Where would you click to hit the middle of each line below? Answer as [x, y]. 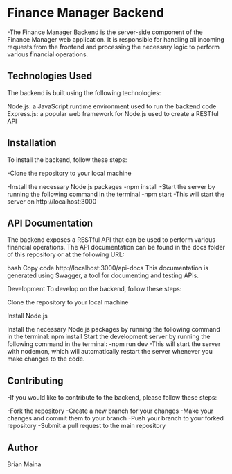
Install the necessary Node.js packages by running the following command [114, 329]
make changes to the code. [46, 359]
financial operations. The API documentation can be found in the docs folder [116, 247]
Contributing [35, 381]
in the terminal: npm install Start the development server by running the [109, 337]
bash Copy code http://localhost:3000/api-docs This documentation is [108, 268]
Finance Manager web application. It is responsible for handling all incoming [116, 39]
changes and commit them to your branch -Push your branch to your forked [115, 418]
